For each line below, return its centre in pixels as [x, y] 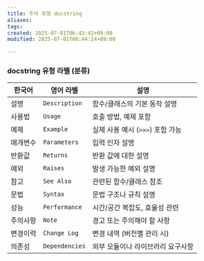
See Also [57, 181]
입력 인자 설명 [113, 143]
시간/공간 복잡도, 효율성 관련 [136, 208]
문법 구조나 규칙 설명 [124, 195]
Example [55, 129]
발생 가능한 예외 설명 [124, 169]
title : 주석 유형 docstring [45, 13]
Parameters [61, 142]
